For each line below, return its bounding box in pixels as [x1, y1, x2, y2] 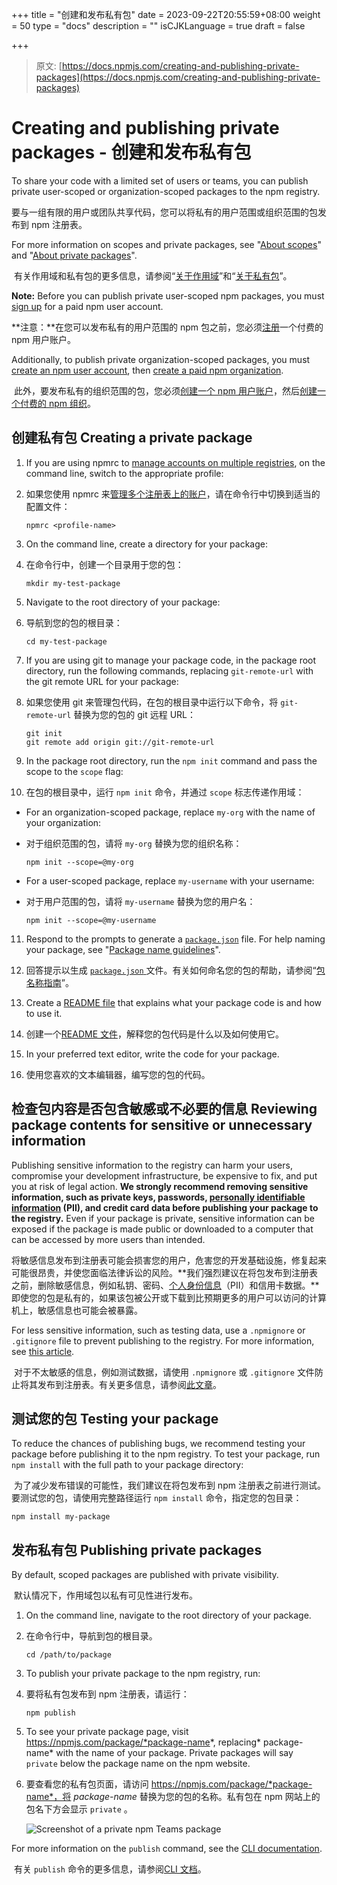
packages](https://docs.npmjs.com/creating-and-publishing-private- [35, 71, 321, 83]
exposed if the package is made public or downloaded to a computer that [11, 1223, 314, 1235]
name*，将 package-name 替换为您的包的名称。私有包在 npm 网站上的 [25, 1791, 321, 1803]
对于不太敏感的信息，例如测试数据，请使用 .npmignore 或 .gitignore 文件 [13, 1366, 315, 1378]
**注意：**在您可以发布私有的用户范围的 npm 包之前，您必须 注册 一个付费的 [11, 321, 324, 333]
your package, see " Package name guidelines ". [25, 943, 221, 955]
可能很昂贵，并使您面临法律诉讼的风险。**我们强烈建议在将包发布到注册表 [11, 1266, 319, 1278]
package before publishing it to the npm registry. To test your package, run [11, 1448, 321, 1460]
